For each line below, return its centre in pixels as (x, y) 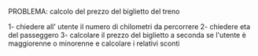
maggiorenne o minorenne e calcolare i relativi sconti (94, 43)
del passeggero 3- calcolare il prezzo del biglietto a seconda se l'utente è (127, 35)
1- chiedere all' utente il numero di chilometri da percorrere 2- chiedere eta (129, 26)
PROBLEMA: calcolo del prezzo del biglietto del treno (94, 11)
